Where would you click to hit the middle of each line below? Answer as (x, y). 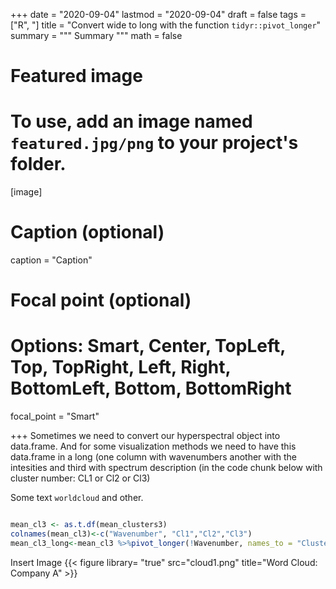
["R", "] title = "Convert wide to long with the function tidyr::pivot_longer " (166, 25)
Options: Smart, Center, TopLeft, (148, 346)
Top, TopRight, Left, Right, (121, 367)
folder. (38, 164)
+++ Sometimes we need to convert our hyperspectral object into (145, 436)
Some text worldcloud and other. (77, 498)
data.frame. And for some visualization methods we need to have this (153, 446)
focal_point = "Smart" (55, 416)
